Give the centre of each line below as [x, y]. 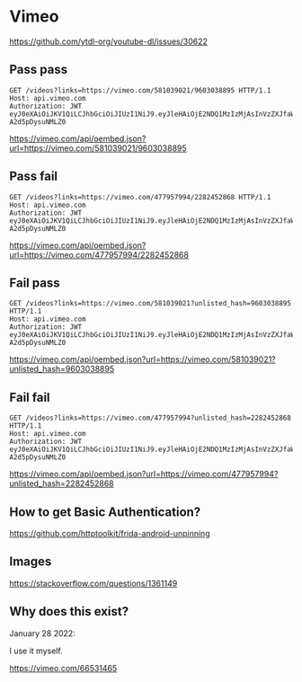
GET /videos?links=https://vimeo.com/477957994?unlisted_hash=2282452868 [151, 418]
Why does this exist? [69, 611]
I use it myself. [36, 651]
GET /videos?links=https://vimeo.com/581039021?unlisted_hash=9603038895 [151, 304]
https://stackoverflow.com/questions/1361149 [93, 583]
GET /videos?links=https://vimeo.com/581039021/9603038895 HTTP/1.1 [140, 90]
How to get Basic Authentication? [105, 512]
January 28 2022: [43, 633]
